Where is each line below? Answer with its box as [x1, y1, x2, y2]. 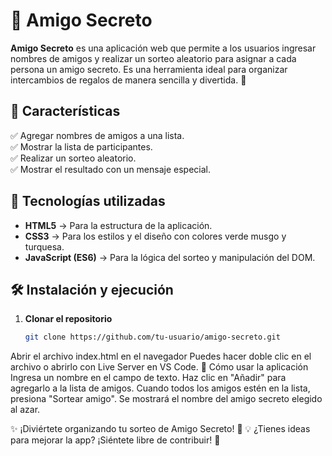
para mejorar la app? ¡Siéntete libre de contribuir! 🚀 [10, 434, 221, 446]
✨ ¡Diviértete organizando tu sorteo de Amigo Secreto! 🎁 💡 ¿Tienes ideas [10, 423, 311, 435]
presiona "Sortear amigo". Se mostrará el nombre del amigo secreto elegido [10, 393, 323, 405]
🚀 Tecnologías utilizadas [10, 193, 166, 210]
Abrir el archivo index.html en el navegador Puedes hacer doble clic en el [10, 350, 312, 363]
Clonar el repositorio [24, 313, 113, 325]
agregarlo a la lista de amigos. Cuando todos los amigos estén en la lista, [10, 382, 311, 394]
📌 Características [10, 103, 121, 120]
